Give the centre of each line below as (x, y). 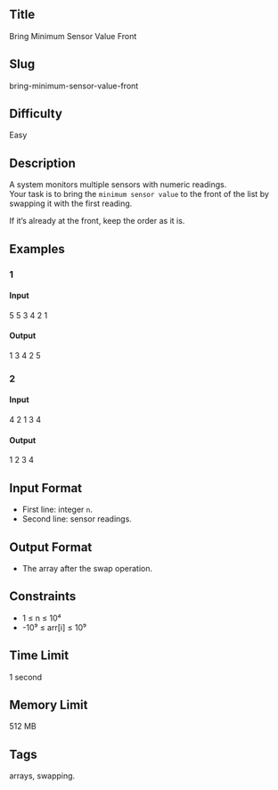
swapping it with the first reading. (71, 203)
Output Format (51, 547)
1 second (26, 677)
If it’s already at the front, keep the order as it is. (97, 221)
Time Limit (39, 656)
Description (42, 163)
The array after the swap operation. (87, 568)
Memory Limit (49, 705)
